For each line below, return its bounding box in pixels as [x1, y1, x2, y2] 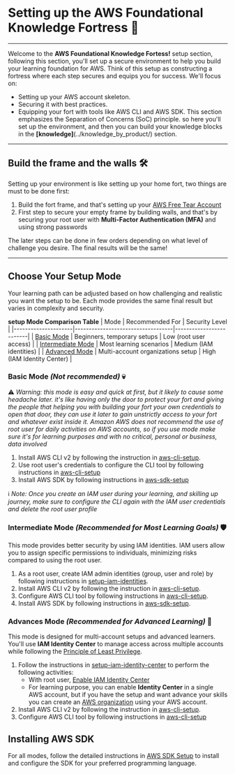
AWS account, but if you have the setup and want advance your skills [28, 690, 228, 699]
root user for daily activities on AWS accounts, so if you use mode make [8, 425, 216, 433]
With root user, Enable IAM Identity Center [28, 676, 150, 684]
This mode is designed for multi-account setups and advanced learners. [8, 632, 215, 641]
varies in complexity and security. [8, 304, 105, 312]
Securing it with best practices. [17, 100, 108, 108]
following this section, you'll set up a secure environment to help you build [8, 57, 222, 65]
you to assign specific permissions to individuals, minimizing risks [8, 548, 197, 557]
